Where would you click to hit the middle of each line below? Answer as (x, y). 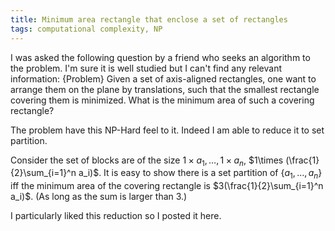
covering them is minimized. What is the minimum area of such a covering (162, 100)
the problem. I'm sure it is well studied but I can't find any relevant (146, 68)
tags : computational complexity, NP (86, 29)
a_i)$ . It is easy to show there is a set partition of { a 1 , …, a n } (200, 174)
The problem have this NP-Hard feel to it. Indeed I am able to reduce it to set (167, 130)
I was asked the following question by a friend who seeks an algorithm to (160, 57)
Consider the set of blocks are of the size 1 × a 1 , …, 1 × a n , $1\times (147, 161)
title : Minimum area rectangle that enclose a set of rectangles (149, 19)
